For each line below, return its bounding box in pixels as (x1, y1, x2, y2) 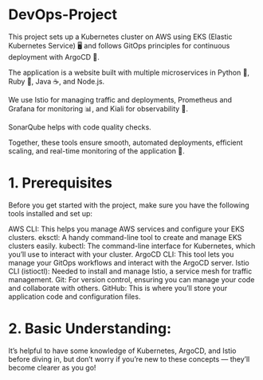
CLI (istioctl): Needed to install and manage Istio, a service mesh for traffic (8, 266, 253, 276)
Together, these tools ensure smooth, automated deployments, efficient (8, 138, 243, 147)
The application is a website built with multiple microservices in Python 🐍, (8, 68, 249, 77)
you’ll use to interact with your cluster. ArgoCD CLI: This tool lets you (8, 249, 234, 259)
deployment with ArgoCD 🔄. (8, 52, 100, 61)
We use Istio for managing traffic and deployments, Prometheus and (8, 95, 233, 104)
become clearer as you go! (8, 363, 96, 372)
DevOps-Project (8, 6, 118, 24)
